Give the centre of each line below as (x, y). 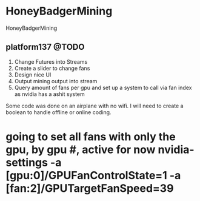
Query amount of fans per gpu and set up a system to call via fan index (103, 87)
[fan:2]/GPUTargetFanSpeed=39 (90, 188)
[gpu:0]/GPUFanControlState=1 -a (93, 175)
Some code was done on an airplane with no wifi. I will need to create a (95, 106)
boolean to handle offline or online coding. (58, 112)
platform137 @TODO (45, 47)
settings (27, 162)
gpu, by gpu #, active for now (81, 149)
